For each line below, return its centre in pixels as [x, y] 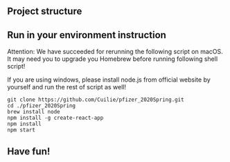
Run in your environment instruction [87, 35]
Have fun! [29, 151]
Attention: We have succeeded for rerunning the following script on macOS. [115, 52]
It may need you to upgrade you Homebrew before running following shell [113, 59]
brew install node [34, 112]
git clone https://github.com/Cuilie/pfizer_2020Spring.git [96, 100]
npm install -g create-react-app [55, 118]
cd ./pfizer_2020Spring [42, 106]
